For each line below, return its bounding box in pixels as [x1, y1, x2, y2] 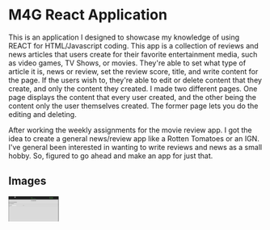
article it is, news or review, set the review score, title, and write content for [8, 66, 259, 76]
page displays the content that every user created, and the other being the [8, 92, 257, 102]
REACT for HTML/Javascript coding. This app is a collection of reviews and [8, 40, 259, 50]
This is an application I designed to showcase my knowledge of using [8, 32, 240, 42]
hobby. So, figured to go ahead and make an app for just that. [8, 151, 213, 161]
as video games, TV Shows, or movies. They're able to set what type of [8, 58, 247, 68]
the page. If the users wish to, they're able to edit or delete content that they [8, 75, 263, 85]
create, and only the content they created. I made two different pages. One [8, 83, 258, 94]
